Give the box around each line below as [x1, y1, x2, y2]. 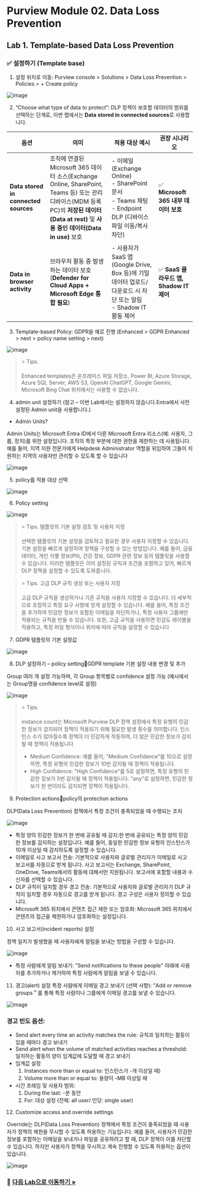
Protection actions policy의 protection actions [15, 795, 128, 802]
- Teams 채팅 [112, 196, 148, 204]
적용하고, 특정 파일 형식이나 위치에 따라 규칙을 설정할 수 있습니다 [21, 623, 169, 631]
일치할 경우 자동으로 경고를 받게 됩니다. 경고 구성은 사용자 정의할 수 [26, 891, 181, 898]
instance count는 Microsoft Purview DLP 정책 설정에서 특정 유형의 [21, 718, 178, 725]
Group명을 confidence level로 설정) [12, 680, 97, 687]
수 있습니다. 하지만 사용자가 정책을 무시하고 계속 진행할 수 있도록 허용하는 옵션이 [6, 1143, 191, 1150]
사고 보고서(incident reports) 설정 [15, 925, 94, 932]
